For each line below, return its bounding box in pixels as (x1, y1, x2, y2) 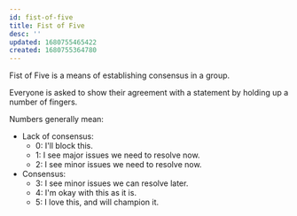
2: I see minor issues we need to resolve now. (35, 159, 202, 170)
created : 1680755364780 (9, 46, 98, 55)
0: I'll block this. (35, 141, 93, 151)
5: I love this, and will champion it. (35, 197, 160, 208)
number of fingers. (9, 96, 78, 107)
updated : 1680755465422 (9, 37, 98, 47)
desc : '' (9, 29, 42, 38)
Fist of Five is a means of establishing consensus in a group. (9, 70, 231, 81)
